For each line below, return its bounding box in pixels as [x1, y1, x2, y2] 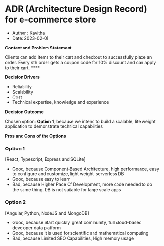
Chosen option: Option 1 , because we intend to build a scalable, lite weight [5, 118, 156, 124]
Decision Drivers [5, 74, 40, 80]
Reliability [12, 83, 32, 89]
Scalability [12, 89, 33, 95]
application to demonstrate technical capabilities [5, 123, 103, 129]
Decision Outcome [5, 109, 44, 115]
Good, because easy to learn [12, 176, 71, 182]
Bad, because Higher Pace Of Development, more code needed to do [12, 181, 153, 187]
